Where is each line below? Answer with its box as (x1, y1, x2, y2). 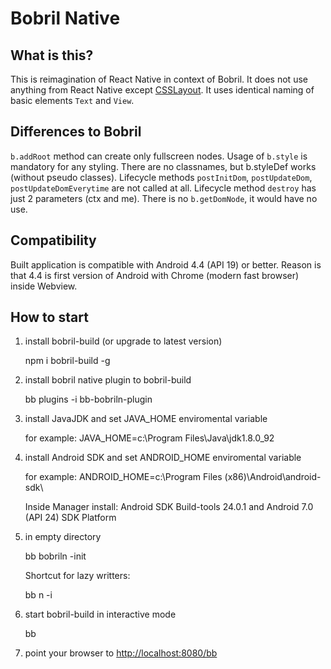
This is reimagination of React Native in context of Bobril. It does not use (10, 73, 308, 85)
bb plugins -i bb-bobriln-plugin (24, 393, 153, 406)
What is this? (10, 47, 94, 64)
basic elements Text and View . (10, 95, 135, 106)
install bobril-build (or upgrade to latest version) (24, 335, 223, 347)
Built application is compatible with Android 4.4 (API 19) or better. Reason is (10, 258, 322, 271)
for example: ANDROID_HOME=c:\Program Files (24, 471, 223, 483)
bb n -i (24, 589, 53, 601)
